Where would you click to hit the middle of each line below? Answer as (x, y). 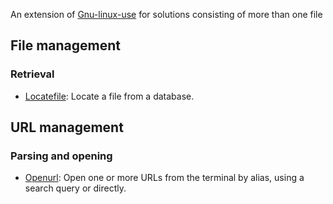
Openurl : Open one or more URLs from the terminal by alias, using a (164, 178)
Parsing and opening (61, 156)
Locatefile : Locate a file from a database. (109, 96)
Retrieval (32, 74)
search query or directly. (75, 188)
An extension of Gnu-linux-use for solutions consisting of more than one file (166, 14)
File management (66, 45)
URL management (67, 127)
